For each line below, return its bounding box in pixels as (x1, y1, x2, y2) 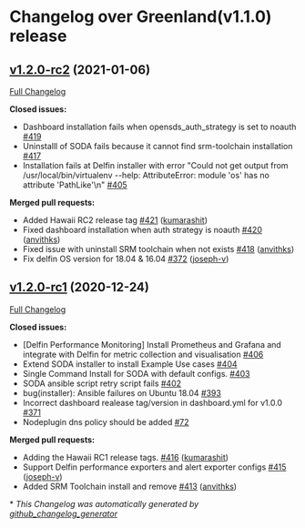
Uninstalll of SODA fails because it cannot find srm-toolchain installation (22, 141, 293, 151)
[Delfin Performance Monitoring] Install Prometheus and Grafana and (22, 339, 282, 350)
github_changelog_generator (9, 508, 118, 519)
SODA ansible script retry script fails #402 (22, 378, 182, 389)
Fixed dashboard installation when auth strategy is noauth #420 (22, 225, 262, 235)
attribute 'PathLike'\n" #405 (22, 179, 127, 190)
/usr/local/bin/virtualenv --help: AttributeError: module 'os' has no (22, 170, 270, 180)
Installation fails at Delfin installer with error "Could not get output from (22, 160, 289, 170)
